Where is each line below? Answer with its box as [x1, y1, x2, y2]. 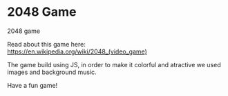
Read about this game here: [7, 40, 86, 48]
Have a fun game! [7, 81, 58, 89]
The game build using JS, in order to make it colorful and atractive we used [7, 60, 221, 69]
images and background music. [7, 68, 97, 76]
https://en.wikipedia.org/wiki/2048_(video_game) [7, 47, 147, 56]
